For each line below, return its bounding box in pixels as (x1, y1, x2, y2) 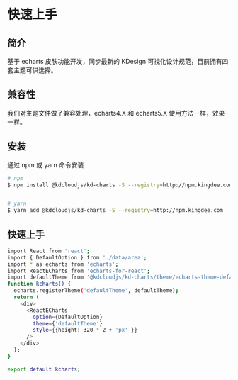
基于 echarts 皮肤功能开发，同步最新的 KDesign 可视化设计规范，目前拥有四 (7, 57, 229, 65)
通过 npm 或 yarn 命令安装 (7, 160, 84, 169)
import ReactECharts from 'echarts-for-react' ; (7, 267, 151, 274)
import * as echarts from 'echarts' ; (7, 260, 119, 268)
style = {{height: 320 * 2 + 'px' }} (33, 327, 138, 334)
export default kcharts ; (7, 366, 81, 373)
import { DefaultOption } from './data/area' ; (7, 254, 147, 261)
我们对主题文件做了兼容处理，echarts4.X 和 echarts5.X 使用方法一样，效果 (7, 108, 225, 117)
